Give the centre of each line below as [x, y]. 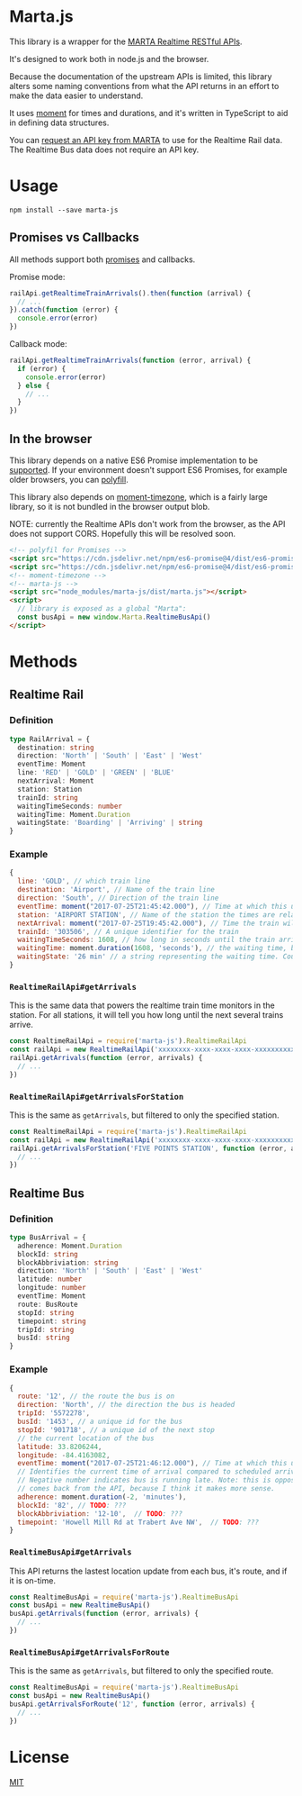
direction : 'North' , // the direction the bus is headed [126, 1405]
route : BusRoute [48, 1304]
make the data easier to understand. [76, 95]
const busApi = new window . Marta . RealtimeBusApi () [114, 617]
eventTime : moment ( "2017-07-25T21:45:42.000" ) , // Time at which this [152, 906]
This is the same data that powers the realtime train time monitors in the [142, 1005]
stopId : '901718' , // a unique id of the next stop [116, 1429]
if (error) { [42, 368]
